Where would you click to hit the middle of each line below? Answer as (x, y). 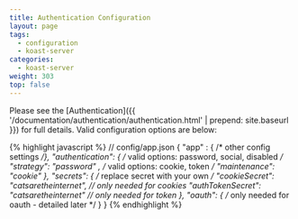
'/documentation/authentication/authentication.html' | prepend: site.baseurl (149, 120)
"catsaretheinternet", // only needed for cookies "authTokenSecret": (135, 185)
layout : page (34, 26)
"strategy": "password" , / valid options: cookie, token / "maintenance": (142, 166)
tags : (19, 34)
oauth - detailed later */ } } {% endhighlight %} (96, 205)
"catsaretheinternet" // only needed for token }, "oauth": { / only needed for (149, 195)
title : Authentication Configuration (80, 18)
